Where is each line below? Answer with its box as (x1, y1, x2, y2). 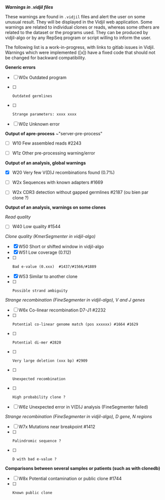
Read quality (5, 214, 31, 220)
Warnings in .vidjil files (5, 4, 53, 10)
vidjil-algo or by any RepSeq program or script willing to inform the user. (5, 35, 152, 40)
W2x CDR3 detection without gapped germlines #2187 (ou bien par (12, 190, 149, 195)
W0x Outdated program (18, 75, 66, 80)
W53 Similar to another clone (18, 273, 78, 279)
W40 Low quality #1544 (12, 224, 61, 230)
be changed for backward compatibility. (5, 55, 86, 61)
